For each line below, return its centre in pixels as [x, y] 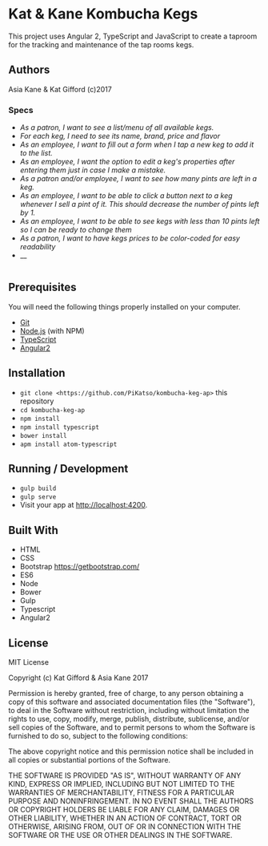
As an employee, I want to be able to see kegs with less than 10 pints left [140, 221]
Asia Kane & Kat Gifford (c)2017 [60, 89]
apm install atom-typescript [68, 444]
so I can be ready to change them [76, 230]
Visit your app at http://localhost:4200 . [84, 505]
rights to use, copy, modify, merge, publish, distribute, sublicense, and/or [129, 719]
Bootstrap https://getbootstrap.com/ [80, 567]
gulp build [38, 489]
